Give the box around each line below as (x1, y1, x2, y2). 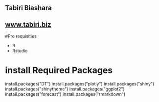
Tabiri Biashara (5, 4, 52, 12)
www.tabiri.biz (5, 20, 51, 29)
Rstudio (12, 48, 28, 54)
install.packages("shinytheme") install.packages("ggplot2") (5, 86, 125, 92)
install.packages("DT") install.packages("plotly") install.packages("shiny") (5, 81, 155, 87)
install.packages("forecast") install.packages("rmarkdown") (5, 91, 126, 97)
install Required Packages (5, 65, 113, 76)
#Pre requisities (5, 34, 37, 39)
